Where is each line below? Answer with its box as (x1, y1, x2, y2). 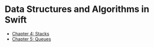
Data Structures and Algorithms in (4, 3, 149, 15)
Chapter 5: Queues (11, 36, 51, 42)
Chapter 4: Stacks (11, 30, 49, 36)
